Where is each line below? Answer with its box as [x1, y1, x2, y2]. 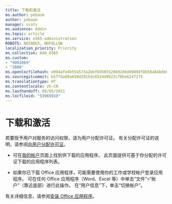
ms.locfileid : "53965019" [5, 93, 60, 98]
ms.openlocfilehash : [5, 70, 50, 75]
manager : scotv [5, 22, 38, 27]
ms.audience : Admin [5, 27, 47, 32]
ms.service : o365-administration [5, 36, 77, 42]
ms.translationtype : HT [5, 79, 56, 84]
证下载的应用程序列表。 [12, 158, 62, 165]
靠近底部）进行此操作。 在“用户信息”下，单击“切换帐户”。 [24, 182, 145, 189]
